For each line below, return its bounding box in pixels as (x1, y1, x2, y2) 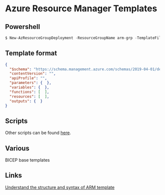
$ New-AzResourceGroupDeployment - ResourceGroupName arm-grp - (5, 35, 137, 40)
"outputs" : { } (9, 99, 43, 104)
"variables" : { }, (9, 85, 50, 90)
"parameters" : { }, (9, 81, 52, 85)
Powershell (5, 23, 40, 31)
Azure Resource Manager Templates (5, 3, 157, 14)
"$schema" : (9, 67, 32, 72)
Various (5, 144, 29, 152)
